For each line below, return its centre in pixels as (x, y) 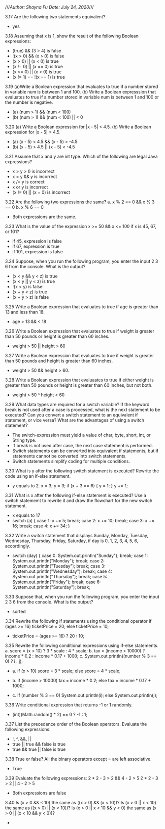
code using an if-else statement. (38, 476)
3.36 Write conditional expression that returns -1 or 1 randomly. (69, 705)
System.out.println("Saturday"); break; (51, 587)
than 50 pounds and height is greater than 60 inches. (59, 361)
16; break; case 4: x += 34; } (41, 526)
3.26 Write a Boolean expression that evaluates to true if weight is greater (80, 331)
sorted (19, 611)
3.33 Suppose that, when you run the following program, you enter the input (82, 597)
